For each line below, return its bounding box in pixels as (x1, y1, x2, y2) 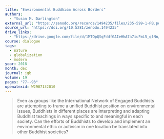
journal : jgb (5, 71, 32, 76)
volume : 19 (5, 75, 27, 80)
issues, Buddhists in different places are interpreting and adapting (17, 108, 150, 114)
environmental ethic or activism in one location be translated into (17, 123, 147, 129)
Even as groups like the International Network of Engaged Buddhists (17, 98, 155, 103)
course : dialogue (5, 39, 41, 44)
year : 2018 (5, 61, 27, 66)
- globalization (9, 52, 42, 58)
